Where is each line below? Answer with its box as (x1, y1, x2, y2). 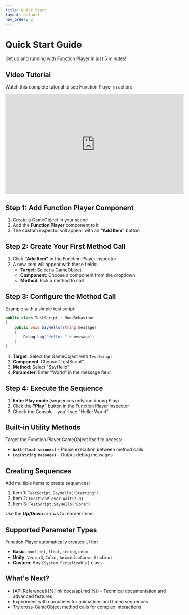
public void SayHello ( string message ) (14, 325, 97, 330)
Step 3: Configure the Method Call (5, 292, 116, 301)
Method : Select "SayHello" (12, 364, 70, 370)
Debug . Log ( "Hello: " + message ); (23, 334, 95, 340)
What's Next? (5, 574, 50, 583)
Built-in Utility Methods (5, 423, 81, 431)
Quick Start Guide (5, 39, 83, 50)
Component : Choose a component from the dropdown (20, 272, 136, 278)
